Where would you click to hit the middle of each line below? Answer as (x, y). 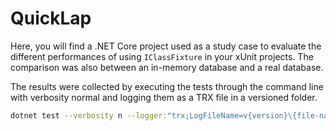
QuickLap (51, 18)
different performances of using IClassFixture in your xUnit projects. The (162, 56)
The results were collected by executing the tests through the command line (167, 86)
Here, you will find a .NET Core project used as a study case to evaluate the (166, 46)
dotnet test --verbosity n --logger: (89, 115)
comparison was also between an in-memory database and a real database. (167, 67)
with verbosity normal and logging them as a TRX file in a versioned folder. (164, 97)
